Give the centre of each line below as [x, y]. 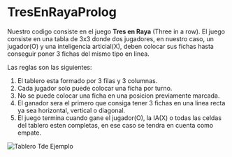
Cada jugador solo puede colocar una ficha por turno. [95, 88]
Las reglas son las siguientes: [50, 67]
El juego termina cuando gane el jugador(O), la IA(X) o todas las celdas [119, 118]
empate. [29, 133]
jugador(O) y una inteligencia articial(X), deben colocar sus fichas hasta [111, 46]
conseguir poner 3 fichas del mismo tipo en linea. [79, 54]
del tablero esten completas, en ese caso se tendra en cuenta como [115, 125]
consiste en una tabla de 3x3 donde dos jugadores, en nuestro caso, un [111, 38]
